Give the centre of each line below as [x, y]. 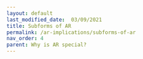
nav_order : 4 [25, 39]
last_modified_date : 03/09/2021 [54, 20]
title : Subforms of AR [39, 26]
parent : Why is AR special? [47, 45]
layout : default [30, 13]
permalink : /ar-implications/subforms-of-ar [71, 32]
